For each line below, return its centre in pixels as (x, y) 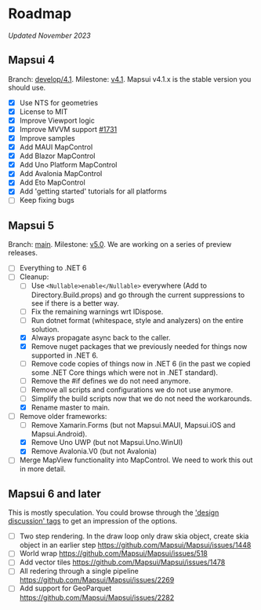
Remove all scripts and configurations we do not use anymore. (132, 389)
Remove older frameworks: (63, 417)
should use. (27, 87)
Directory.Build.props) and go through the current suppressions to (138, 295)
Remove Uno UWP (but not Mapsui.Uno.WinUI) (107, 443)
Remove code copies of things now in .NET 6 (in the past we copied (141, 363)
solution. (45, 329)
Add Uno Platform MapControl (68, 165)
